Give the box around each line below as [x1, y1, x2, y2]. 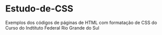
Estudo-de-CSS [5, 3, 74, 14]
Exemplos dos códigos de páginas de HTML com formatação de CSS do [5, 19, 157, 25]
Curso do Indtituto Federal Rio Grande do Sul [5, 24, 99, 30]
